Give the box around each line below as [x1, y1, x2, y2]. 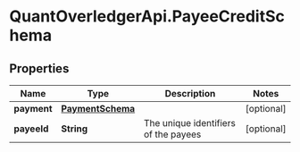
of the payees [143, 128, 202, 140]
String [61, 122, 88, 135]
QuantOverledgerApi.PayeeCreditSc [9, 6, 286, 27]
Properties [9, 61, 70, 76]
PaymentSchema [61, 103, 136, 114]
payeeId [13, 122, 49, 135]
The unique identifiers [143, 117, 237, 129]
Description [164, 88, 216, 99]
